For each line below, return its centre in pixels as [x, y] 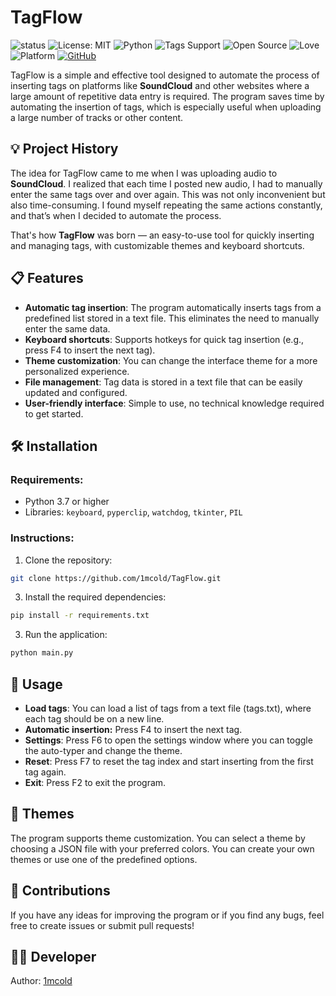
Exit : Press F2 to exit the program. [95, 782]
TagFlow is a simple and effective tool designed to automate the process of [165, 75]
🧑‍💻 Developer [53, 957]
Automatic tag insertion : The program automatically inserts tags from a [173, 307]
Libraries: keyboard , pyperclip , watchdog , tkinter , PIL [133, 512]
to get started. [54, 413]
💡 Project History [64, 149]
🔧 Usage [36, 684]
